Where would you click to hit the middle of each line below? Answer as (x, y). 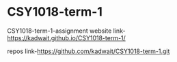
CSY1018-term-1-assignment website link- (66, 31)
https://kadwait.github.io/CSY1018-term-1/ (67, 37)
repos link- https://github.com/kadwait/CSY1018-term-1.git (88, 51)
